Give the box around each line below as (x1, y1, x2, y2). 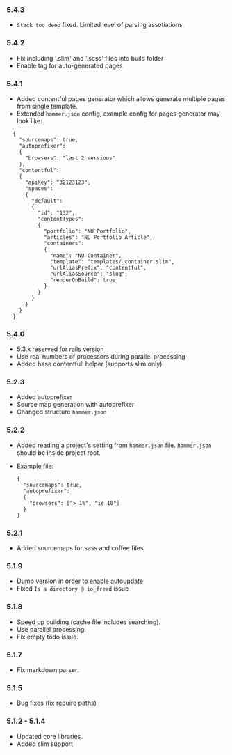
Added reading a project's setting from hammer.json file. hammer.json (16, 441, 212, 449)
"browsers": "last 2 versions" (24, 155, 116, 162)
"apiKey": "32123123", (24, 179, 91, 186)
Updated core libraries (16, 732, 81, 740)
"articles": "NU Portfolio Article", (43, 233, 154, 241)
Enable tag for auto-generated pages (16, 61, 123, 70)
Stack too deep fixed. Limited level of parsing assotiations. (16, 21, 185, 29)
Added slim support (16, 740, 74, 748)
